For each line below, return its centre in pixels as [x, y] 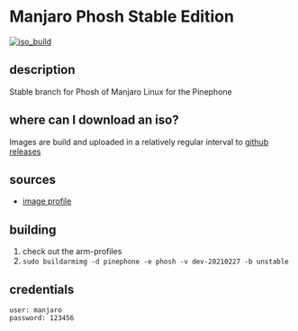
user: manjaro [36, 310]
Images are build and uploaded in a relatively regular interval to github [139, 142]
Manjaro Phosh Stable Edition [122, 17]
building [33, 230]
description [42, 70]
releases [25, 152]
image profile [47, 201]
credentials [42, 289]
